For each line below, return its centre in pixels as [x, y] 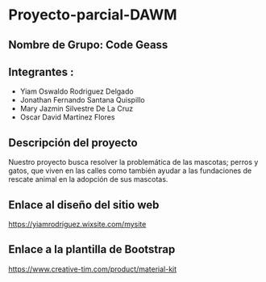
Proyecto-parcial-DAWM [93, 15]
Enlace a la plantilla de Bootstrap [92, 249]
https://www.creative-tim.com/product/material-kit [93, 269]
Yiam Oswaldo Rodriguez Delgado [77, 91]
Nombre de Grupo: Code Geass [88, 45]
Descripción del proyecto [73, 143]
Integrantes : [41, 72]
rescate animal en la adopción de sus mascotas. [88, 179]
